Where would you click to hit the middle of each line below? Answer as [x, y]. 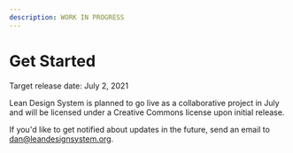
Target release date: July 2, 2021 [69, 86]
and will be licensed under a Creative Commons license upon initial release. [147, 112]
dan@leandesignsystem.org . [62, 139]
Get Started [52, 61]
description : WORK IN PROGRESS [67, 17]
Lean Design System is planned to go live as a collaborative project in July [145, 103]
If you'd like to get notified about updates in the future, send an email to [139, 129]
